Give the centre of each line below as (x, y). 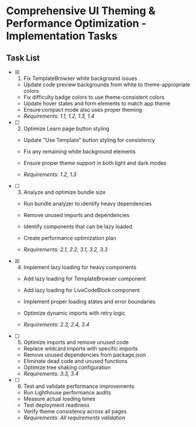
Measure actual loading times (59, 399)
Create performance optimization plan (70, 238)
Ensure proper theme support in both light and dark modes (95, 163)
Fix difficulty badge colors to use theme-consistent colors (94, 97)
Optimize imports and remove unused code (76, 342)
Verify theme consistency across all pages (75, 411)
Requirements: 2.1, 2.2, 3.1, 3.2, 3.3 (66, 249)
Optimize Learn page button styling (66, 129)
